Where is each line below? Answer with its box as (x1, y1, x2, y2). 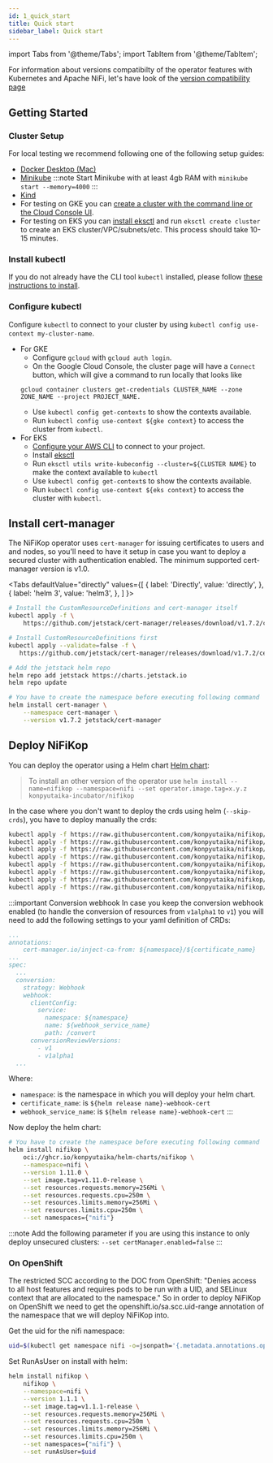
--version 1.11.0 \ (23, 1168, 89, 1176)
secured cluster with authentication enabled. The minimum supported (8, 556, 242, 565)
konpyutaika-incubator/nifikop (28, 791, 135, 800)
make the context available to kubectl (32, 467, 158, 477)
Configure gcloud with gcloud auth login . (32, 353, 172, 362)
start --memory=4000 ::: (19, 182, 98, 192)
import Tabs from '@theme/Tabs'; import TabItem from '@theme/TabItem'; (8, 50, 258, 59)
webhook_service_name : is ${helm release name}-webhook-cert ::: (19, 1106, 233, 1117)
